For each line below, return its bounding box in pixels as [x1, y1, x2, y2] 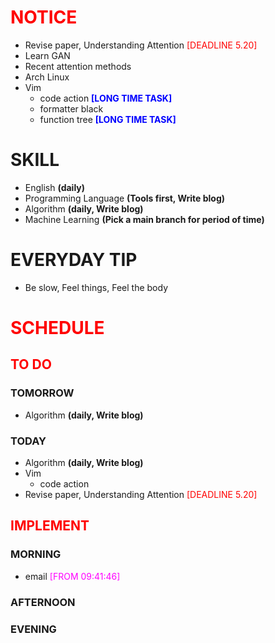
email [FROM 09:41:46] [24, 570, 121, 582]
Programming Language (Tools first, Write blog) [24, 192, 226, 204]
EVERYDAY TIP [10, 249, 138, 271]
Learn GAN [24, 49, 71, 61]
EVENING [10, 622, 57, 636]
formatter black [39, 102, 104, 115]
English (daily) [24, 181, 86, 193]
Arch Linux [24, 71, 70, 83]
